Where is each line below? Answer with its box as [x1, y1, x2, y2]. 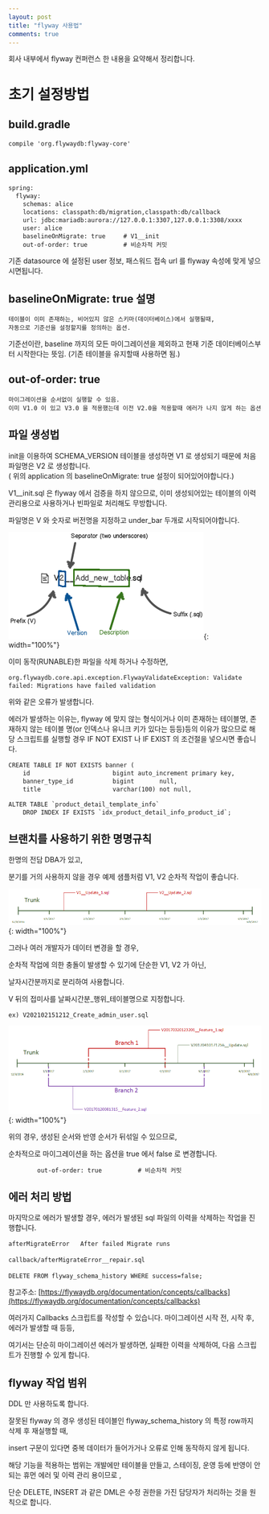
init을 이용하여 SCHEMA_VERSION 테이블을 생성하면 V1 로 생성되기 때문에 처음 [8, 450, 257, 460]
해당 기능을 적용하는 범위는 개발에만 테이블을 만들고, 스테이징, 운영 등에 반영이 [8, 1460, 253, 1470]
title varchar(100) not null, [22, 785, 193, 793]
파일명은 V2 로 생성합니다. [8, 461, 91, 471]
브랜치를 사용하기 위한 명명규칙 [8, 833, 153, 846]
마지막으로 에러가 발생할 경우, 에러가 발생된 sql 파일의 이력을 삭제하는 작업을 [8, 1213, 247, 1223]
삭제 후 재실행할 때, [8, 1426, 68, 1436]
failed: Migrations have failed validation [8, 681, 157, 689]
